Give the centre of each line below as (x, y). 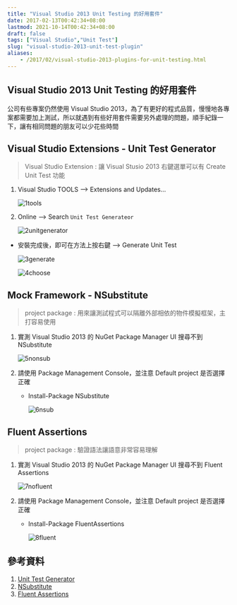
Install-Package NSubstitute (68, 396)
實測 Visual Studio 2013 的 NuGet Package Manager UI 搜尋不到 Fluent (120, 465)
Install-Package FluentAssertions (76, 524)
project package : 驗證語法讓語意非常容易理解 (91, 450)
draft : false (26, 34)
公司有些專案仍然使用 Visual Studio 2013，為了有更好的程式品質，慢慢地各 (115, 108)
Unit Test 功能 (45, 175)
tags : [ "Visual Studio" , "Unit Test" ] (63, 40)
